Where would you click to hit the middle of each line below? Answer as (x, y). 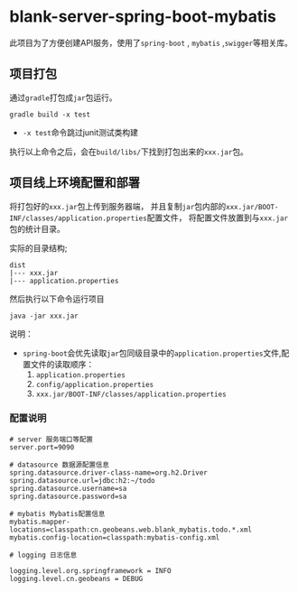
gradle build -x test (50, 115)
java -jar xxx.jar (44, 316)
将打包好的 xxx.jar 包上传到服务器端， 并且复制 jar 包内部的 (118, 206)
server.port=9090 (42, 447)
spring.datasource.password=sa (68, 496)
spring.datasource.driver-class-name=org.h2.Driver (108, 472)
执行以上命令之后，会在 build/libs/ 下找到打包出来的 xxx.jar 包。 (129, 152)
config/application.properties (95, 384)
